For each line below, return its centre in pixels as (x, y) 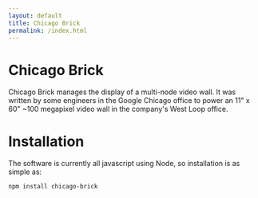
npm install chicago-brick (53, 187)
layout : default (35, 16)
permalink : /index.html (48, 30)
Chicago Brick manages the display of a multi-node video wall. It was (122, 92)
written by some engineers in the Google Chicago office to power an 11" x (129, 101)
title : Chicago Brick (44, 23)
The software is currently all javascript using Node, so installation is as (124, 164)
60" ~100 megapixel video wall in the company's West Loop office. (118, 109)
